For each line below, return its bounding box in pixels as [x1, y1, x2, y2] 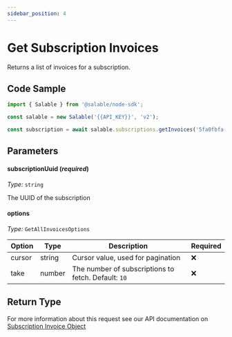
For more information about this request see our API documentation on [7, 314, 209, 322]
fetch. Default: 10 [72, 273, 127, 282]
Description [108, 241, 148, 251]
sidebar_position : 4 [7, 10, 67, 17]
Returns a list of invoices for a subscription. [7, 63, 131, 71]
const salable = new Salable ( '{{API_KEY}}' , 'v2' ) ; [7, 113, 159, 121]
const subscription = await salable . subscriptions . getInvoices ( [7, 126, 196, 134]
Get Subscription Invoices [7, 39, 159, 55]
